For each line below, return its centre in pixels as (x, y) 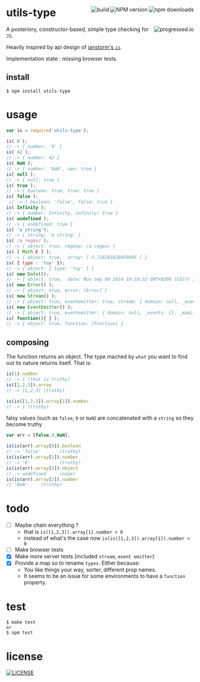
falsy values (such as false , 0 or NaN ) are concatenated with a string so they (100, 418)
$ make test (21, 622)
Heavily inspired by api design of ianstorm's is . (64, 47)
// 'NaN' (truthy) (34, 485)
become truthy (24, 424)
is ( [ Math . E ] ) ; (29, 252)
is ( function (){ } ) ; (33, 318)
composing (28, 342)
